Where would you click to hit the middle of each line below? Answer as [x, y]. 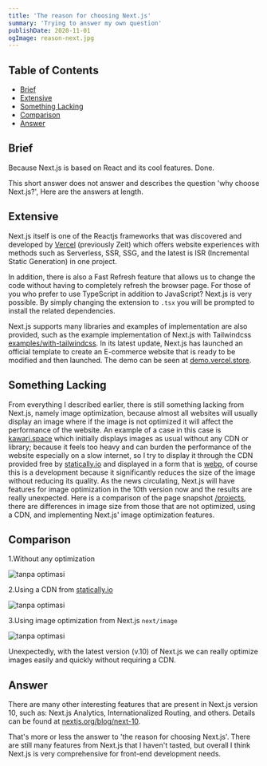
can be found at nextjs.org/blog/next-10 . [75, 721]
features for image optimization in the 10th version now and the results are [130, 489]
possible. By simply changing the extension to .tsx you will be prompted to [132, 302]
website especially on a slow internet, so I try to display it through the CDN [131, 455]
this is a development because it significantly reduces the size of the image [132, 472]
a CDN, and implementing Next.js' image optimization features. [112, 515]
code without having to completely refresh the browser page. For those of [130, 285]
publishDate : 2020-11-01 [49, 30]
